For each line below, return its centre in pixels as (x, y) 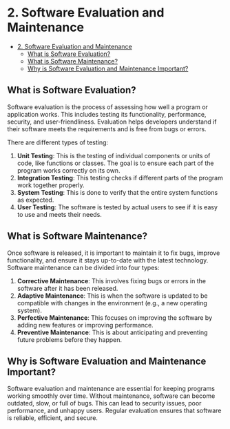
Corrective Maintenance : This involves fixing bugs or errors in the (112, 280)
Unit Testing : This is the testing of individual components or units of (114, 155)
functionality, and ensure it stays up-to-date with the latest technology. (108, 260)
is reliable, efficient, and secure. (53, 418)
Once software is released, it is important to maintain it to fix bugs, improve (114, 253)
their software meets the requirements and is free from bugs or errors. (107, 128)
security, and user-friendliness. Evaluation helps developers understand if (112, 122)
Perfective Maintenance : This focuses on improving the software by (115, 317)
